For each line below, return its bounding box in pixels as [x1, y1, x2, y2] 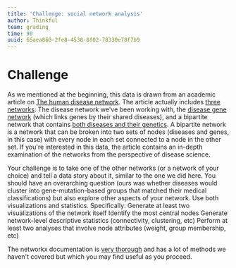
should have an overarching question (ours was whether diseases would [7, 179, 218, 188]
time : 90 [7, 30, 33, 37]
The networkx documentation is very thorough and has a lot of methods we [7, 245, 227, 254]
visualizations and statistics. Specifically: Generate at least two [7, 202, 190, 210]
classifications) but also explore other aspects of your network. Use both [7, 194, 219, 202]
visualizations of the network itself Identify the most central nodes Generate [7, 209, 228, 217]
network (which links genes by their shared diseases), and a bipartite [7, 113, 208, 121]
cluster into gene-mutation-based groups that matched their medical [7, 186, 207, 195]
